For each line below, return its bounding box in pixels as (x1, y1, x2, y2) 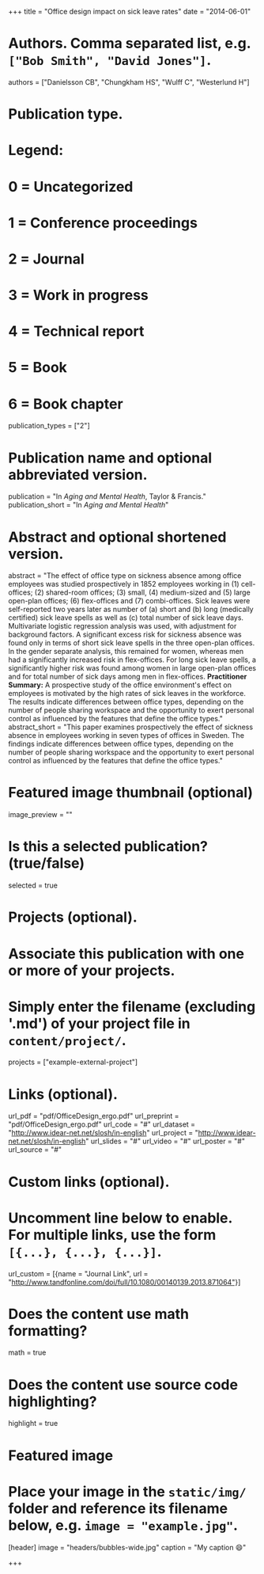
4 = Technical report (8, 322, 145, 340)
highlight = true (8, 1419, 58, 1428)
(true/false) (8, 854, 85, 873)
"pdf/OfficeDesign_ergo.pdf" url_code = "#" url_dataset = (8, 1120, 196, 1129)
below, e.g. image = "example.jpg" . (8, 1516, 239, 1534)
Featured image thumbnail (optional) (8, 784, 254, 802)
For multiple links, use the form (8, 1226, 217, 1244)
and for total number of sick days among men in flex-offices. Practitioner (8, 672, 247, 682)
